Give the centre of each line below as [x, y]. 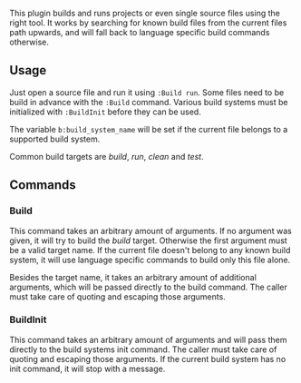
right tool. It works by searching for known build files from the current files [148, 23]
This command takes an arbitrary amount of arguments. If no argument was [150, 231]
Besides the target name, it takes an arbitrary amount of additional [133, 277]
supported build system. [55, 139]
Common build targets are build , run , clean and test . [107, 156]
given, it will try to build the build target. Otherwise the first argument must [148, 241]
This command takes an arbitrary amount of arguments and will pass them [148, 339]
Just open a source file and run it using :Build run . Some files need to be [147, 92]
